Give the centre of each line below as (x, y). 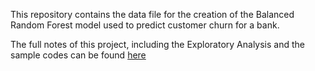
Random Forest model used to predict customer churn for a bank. (145, 25)
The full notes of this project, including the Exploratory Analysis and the (158, 44)
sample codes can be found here (78, 55)
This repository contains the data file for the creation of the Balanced (152, 14)
